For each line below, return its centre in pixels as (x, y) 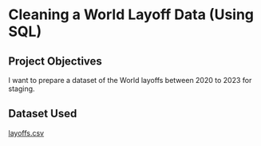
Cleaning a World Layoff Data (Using (131, 15)
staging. (22, 89)
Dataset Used (43, 114)
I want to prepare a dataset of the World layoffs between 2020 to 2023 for (130, 80)
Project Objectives (55, 61)
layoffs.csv (26, 132)
